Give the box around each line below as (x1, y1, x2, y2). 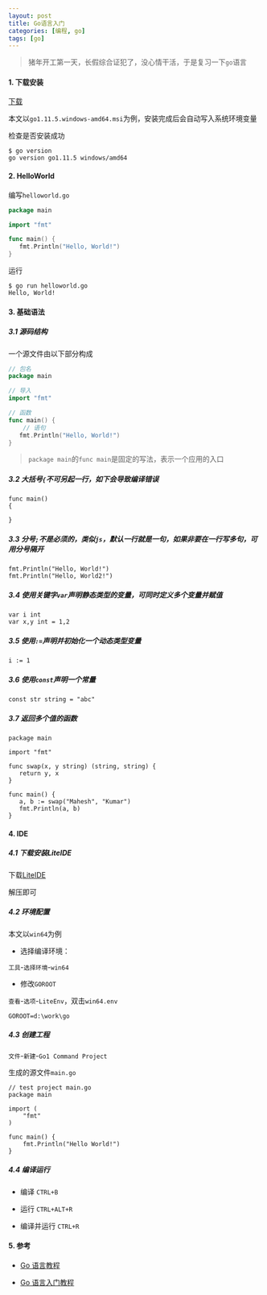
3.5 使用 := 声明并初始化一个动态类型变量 (8, 636, 142, 645)
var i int (8, 611, 42, 619)
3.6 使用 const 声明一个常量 (8, 674, 97, 684)
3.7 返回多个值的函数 (8, 713, 78, 723)
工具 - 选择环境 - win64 (8, 962, 70, 972)
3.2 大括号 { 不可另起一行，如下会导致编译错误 (8, 475, 159, 484)
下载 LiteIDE (8, 870, 47, 879)
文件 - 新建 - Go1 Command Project (8, 1051, 108, 1060)
